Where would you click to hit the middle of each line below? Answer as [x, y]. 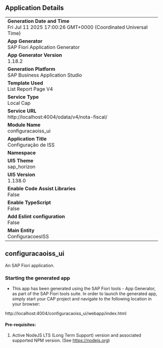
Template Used [25, 83]
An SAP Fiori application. [30, 265]
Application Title [27, 139]
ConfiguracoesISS [28, 236]
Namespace [22, 152]
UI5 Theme [21, 161]
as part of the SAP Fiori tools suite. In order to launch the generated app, [85, 294]
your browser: [26, 304]
